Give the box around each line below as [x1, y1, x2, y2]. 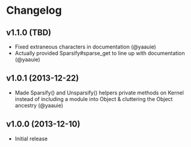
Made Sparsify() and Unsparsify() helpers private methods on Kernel [14, 89, 184, 96]
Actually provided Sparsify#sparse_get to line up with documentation [14, 50, 185, 57]
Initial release [14, 135, 48, 142]
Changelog [6, 4, 62, 17]
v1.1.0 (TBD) [6, 27, 52, 38]
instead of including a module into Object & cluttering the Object [14, 95, 173, 102]
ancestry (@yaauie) [14, 102, 64, 109]
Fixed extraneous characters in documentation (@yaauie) [14, 43, 156, 50]
